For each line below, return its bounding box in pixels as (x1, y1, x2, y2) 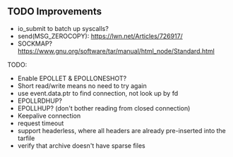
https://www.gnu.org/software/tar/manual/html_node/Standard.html (17, 46, 215, 55)
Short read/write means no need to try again (17, 81, 147, 90)
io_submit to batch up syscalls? (17, 24, 109, 32)
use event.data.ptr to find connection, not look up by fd (17, 89, 179, 97)
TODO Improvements (7, 6, 102, 18)
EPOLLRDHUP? (17, 96, 62, 105)
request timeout (17, 119, 64, 127)
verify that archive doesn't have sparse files (17, 141, 146, 150)
